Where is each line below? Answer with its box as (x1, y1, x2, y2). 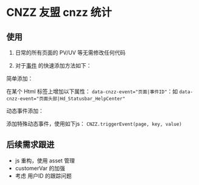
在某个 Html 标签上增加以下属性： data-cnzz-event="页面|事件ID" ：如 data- (6, 88, 194, 95)
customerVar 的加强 (15, 164, 66, 172)
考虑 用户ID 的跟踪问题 (15, 172, 72, 180)
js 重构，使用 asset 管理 (15, 156, 75, 164)
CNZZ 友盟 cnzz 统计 (6, 5, 113, 19)
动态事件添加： (6, 107, 44, 114)
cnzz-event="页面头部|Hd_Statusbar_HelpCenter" (6, 96, 126, 102)
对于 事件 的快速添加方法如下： (15, 62, 92, 69)
